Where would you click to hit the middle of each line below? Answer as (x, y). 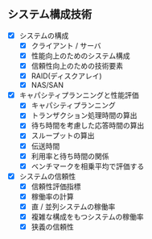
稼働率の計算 (52, 196)
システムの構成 (44, 36)
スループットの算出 (63, 136)
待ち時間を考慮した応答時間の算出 (88, 126)
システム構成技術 (50, 15)
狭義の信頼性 (52, 227)
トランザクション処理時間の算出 (84, 115)
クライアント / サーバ (66, 45)
